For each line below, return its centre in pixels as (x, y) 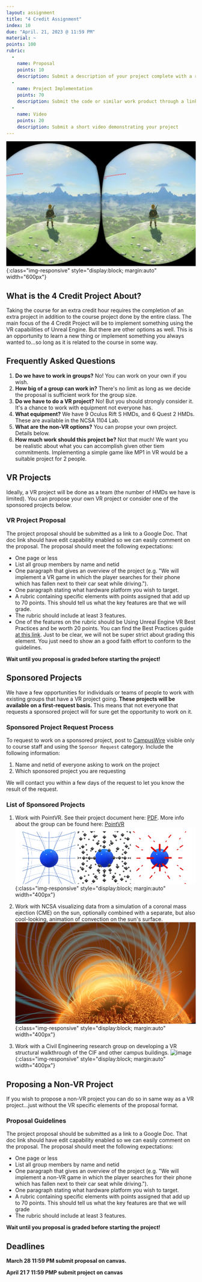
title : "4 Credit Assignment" (44, 19)
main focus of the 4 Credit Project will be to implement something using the (100, 323)
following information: (33, 753)
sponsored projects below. (39, 505)
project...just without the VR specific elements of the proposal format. (92, 1105)
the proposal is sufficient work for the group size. (76, 394)
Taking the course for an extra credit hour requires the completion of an (95, 310)
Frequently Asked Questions (61, 361)
